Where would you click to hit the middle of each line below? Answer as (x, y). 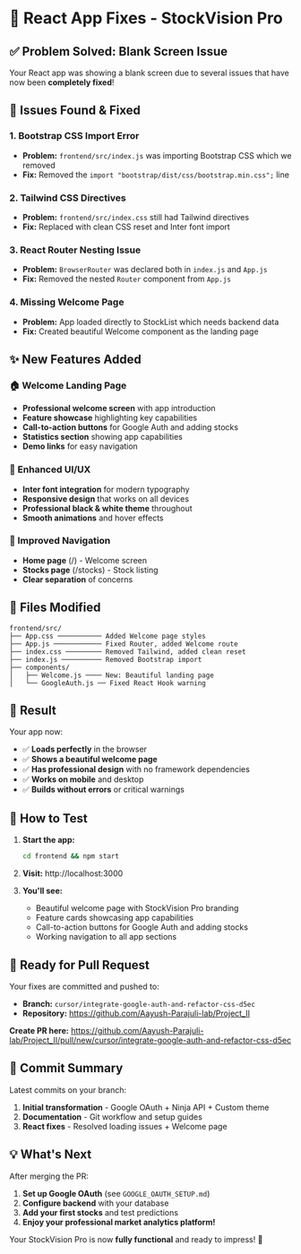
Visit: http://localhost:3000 (73, 873)
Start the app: (48, 840)
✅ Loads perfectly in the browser (85, 749)
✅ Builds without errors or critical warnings (103, 790)
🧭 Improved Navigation (60, 541)
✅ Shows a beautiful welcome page (90, 760)
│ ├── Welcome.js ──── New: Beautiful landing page (112, 675)
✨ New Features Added (75, 359)
